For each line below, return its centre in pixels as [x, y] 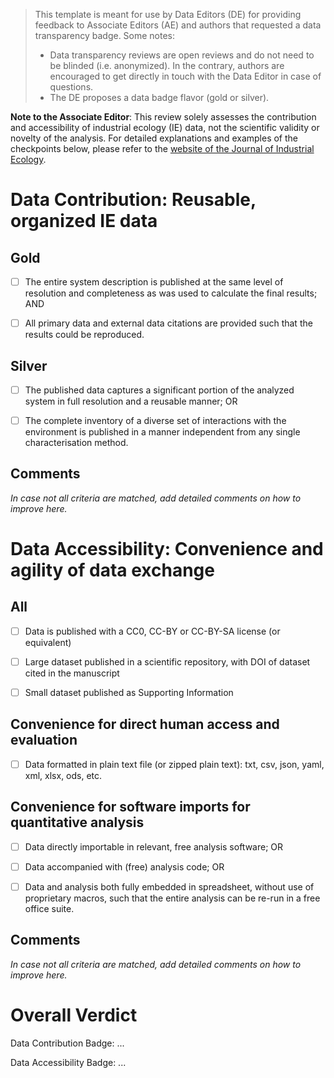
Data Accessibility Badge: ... [68, 1062]
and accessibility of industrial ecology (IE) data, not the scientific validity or [165, 127]
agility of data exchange [112, 570]
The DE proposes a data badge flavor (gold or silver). [159, 97]
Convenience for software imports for [130, 807]
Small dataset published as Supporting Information [129, 692]
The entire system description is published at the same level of [154, 282]
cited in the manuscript [72, 673]
